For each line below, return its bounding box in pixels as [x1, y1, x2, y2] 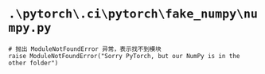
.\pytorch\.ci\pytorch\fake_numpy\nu [8, 6, 259, 21]
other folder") [8, 59, 59, 67]
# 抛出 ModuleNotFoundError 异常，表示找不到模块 [8, 45, 162, 53]
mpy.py [8, 21, 52, 36]
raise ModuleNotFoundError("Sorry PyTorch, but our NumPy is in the [8, 52, 240, 60]
